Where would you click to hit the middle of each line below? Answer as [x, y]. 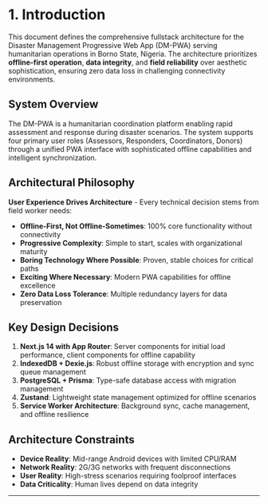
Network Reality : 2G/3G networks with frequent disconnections [125, 467]
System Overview [53, 104]
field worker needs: [40, 210]
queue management [53, 372]
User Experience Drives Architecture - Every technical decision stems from [134, 202]
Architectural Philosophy [72, 183]
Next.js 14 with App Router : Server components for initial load [122, 347]
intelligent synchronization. [53, 157]
